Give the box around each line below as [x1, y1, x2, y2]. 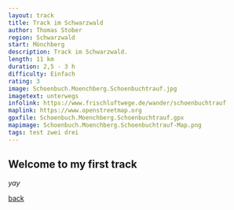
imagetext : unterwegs [8, 92, 79, 100]
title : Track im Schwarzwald [8, 19, 104, 27]
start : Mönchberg [8, 41, 65, 49]
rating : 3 [8, 77, 41, 85]
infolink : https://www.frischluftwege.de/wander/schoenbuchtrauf [8, 99, 226, 107]
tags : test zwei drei [8, 128, 79, 136]
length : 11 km [8, 56, 55, 64]
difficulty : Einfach [8, 70, 76, 78]
